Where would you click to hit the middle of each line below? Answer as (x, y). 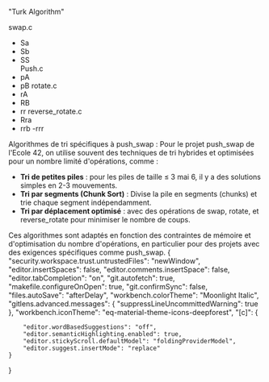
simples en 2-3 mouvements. (69, 185)
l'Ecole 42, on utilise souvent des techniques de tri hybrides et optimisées (131, 153)
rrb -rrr (32, 129)
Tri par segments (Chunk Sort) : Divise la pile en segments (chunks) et (139, 194)
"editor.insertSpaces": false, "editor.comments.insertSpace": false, (119, 270)
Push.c (32, 69)
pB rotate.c (39, 85)
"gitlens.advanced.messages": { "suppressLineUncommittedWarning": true (133, 304)
